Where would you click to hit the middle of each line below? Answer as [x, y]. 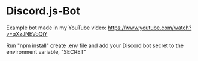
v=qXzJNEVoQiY [27, 33]
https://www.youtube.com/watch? [150, 28]
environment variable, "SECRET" [46, 51]
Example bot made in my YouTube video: [56, 28]
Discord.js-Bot [43, 11]
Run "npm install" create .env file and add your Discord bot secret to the [95, 45]
